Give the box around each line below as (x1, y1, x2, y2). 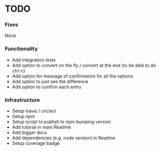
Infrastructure (5, 96, 40, 103)
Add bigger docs (12, 130, 47, 136)
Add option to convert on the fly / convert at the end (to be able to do (12, 62, 156, 68)
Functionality (5, 45, 38, 52)
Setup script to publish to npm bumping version (12, 119, 112, 125)
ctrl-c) (12, 67, 26, 73)
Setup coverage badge (12, 140, 60, 146)
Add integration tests (12, 57, 56, 63)
